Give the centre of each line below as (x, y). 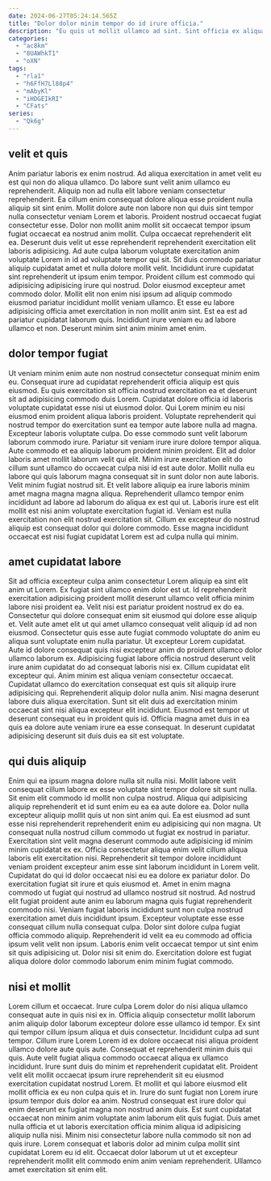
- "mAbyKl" (34, 91)
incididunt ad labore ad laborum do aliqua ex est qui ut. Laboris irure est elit (133, 502)
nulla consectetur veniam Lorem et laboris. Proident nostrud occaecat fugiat (135, 216)
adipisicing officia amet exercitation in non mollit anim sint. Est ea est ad (128, 311)
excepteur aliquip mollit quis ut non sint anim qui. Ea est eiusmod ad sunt (129, 815)
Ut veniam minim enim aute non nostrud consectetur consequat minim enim (134, 373)
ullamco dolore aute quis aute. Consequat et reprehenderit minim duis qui (130, 1049)
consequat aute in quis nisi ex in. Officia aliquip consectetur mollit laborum (132, 1014)
